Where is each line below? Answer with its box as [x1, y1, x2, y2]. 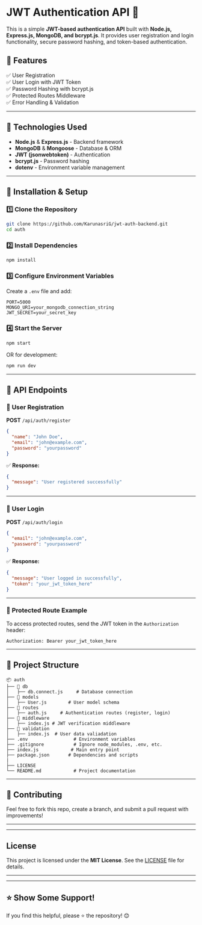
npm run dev [6, 362, 36, 369]
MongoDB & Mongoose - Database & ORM [14, 144, 122, 152]
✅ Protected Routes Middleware [6, 91, 86, 99]
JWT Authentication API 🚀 [6, 5, 139, 19]
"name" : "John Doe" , [11, 434, 63, 440]
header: [6, 626, 26, 634]
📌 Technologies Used [6, 122, 87, 132]
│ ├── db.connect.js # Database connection [6, 688, 133, 695]
